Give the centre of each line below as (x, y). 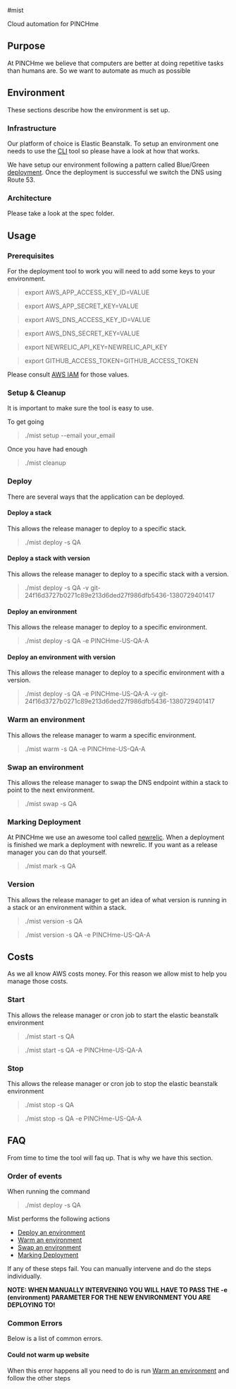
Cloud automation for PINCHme (53, 24)
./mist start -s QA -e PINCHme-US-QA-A (83, 1050)
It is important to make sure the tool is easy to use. (81, 408)
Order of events (35, 1176)
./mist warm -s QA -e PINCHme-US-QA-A (85, 749)
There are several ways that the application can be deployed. (96, 497)
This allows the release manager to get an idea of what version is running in (117, 899)
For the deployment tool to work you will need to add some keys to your (111, 271)
